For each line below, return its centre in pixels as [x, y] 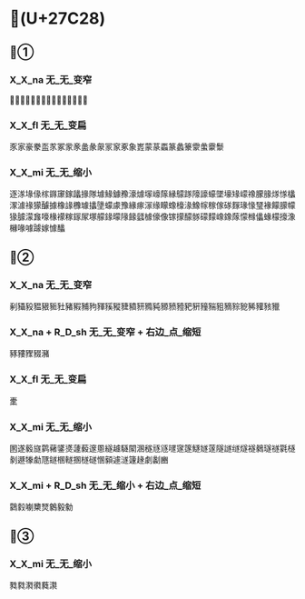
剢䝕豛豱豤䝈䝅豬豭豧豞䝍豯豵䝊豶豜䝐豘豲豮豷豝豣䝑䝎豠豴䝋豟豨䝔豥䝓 [144, 306]
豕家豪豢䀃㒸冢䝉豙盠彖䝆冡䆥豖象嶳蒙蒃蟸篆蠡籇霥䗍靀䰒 [117, 147]
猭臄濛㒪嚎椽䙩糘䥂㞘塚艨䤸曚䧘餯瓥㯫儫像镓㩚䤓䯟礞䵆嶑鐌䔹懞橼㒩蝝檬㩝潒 [152, 216]
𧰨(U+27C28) [58, 19]
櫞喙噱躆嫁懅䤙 [37, 228]
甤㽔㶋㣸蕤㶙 [33, 585]
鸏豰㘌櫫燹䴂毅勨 [41, 507]
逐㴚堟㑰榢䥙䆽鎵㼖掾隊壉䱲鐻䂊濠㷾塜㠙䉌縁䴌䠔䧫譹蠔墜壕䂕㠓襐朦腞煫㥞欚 [152, 194]
